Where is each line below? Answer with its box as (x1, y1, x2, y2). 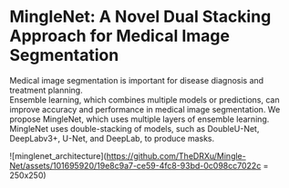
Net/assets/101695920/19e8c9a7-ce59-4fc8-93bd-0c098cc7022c (9, 160, 262, 171)
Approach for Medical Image (9, 25, 231, 46)
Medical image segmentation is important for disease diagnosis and (9, 74, 264, 85)
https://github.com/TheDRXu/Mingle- (106, 150, 246, 161)
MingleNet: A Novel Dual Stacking (9, 6, 272, 27)
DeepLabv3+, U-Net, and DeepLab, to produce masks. (9, 133, 215, 143)
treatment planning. (9, 84, 84, 95)
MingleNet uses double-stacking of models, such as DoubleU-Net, (9, 123, 260, 134)
